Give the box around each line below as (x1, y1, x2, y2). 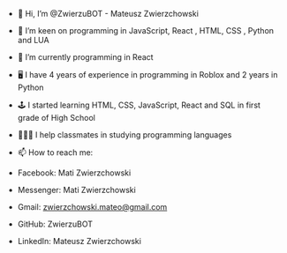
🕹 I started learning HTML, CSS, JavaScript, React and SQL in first (17, 100, 261, 110)
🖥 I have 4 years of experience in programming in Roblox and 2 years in (17, 70, 278, 79)
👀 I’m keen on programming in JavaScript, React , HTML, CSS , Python (17, 26, 275, 35)
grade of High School (17, 113, 95, 123)
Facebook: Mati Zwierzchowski (17, 167, 132, 178)
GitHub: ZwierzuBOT (17, 219, 94, 229)
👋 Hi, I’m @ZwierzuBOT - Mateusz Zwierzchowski (17, 9, 199, 19)
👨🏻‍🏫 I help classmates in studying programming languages (17, 130, 232, 140)
